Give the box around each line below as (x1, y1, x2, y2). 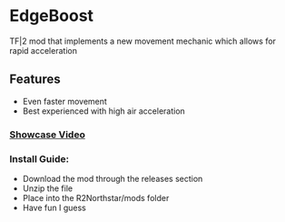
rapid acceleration (9, 45, 77, 55)
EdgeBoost (9, 5, 93, 26)
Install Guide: (9, 152, 70, 165)
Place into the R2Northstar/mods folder (22, 192, 170, 203)
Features (9, 72, 61, 87)
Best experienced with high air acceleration (22, 106, 186, 116)
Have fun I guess (22, 202, 86, 213)
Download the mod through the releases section (22, 173, 203, 184)
